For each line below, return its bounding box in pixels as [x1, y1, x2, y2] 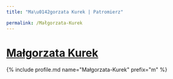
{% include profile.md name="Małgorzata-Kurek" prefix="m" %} [6, 66, 168, 74]
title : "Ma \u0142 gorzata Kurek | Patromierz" [6, 9, 123, 15]
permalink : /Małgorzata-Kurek [6, 19, 83, 26]
